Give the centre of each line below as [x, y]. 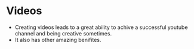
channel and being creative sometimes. [63, 33]
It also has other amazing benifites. [58, 40]
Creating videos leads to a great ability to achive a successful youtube [101, 27]
